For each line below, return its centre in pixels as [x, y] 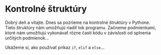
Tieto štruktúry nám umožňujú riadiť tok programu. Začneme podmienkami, [80, 27]
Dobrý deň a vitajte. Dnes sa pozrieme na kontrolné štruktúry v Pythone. [78, 22]
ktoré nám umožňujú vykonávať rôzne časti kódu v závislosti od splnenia [78, 33]
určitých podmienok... [27, 38]
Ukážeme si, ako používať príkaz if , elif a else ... [55, 47]
